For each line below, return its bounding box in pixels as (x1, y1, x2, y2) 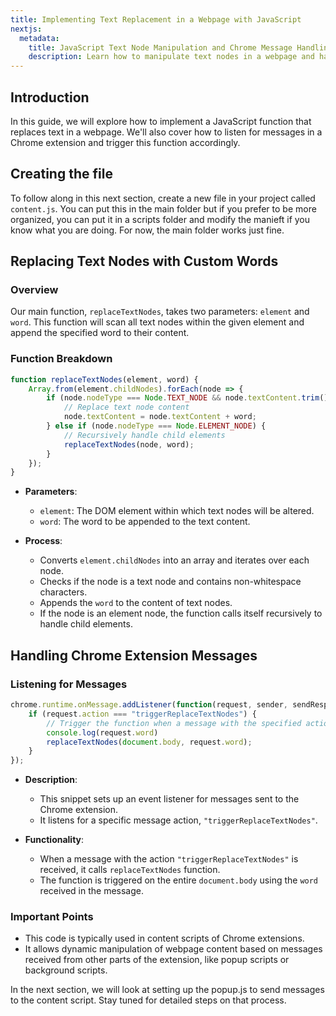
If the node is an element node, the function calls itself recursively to (39, 607, 323, 620)
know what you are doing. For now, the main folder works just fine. (10, 224, 285, 236)
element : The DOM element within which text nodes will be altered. (39, 505, 315, 517)
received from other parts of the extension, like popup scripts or (24, 954, 290, 966)
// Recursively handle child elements (63, 430, 226, 440)
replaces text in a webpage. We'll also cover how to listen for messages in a (10, 126, 323, 138)
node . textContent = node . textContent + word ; (63, 412, 257, 422)
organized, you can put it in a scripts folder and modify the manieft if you (10, 213, 311, 225)
